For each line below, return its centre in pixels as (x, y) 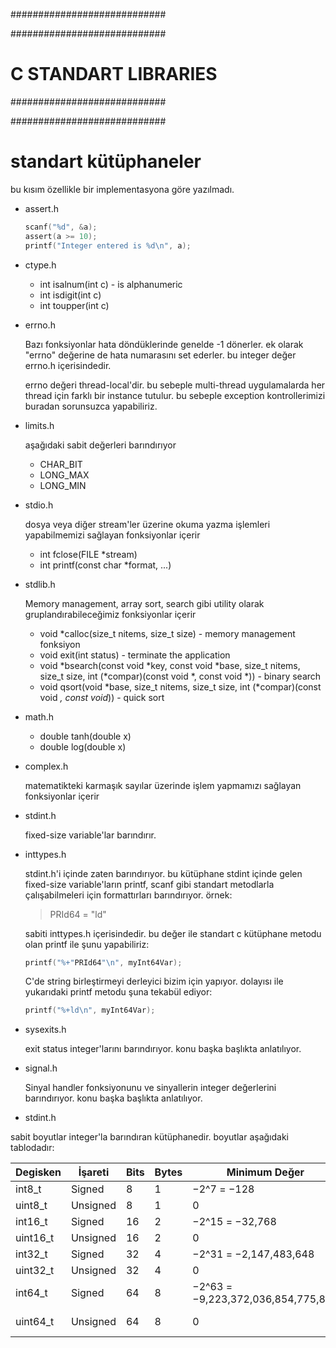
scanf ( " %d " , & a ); (61, 227)
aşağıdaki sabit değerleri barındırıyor (100, 445)
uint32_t (35, 1271)
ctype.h (40, 265)
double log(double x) (83, 746)
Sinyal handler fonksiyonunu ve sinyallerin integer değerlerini (150, 1088)
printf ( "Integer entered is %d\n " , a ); (108, 245)
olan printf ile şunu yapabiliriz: (87, 944)
